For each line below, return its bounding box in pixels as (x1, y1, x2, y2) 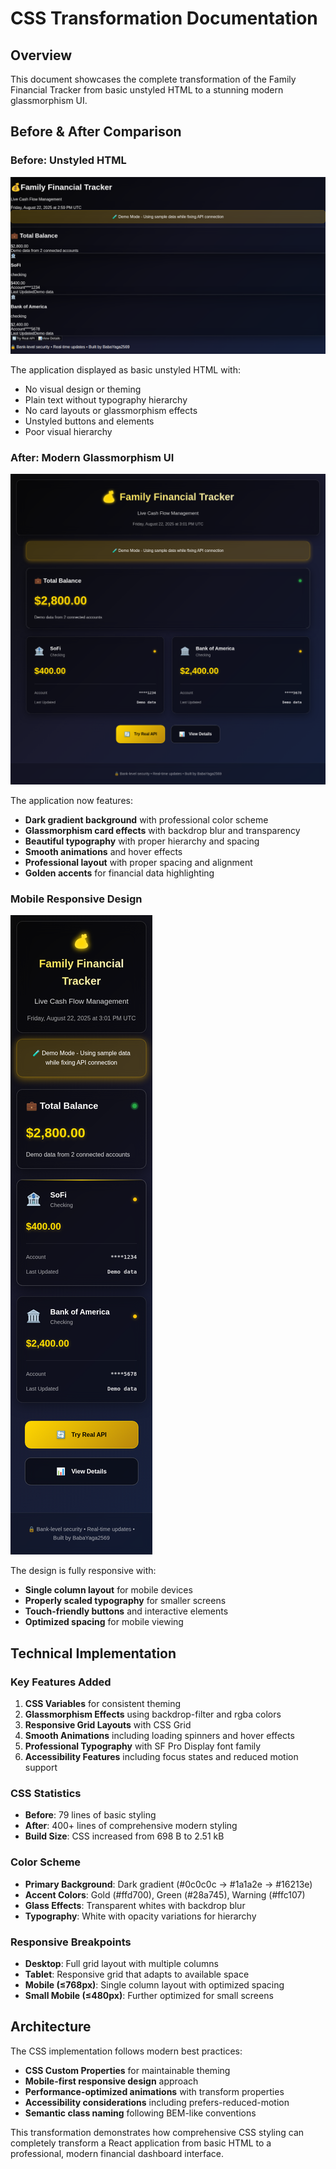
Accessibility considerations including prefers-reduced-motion (24, 2096, 290, 2108)
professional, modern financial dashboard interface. (10, 2147, 225, 2159)
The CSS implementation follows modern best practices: (10, 2045, 243, 2057)
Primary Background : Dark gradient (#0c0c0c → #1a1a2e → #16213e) (24, 1878, 313, 1890)
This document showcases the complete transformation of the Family (10, 73, 297, 85)
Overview (10, 47, 73, 64)
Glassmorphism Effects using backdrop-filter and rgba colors (24, 1708, 282, 1721)
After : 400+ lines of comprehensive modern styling (24, 1820, 238, 1832)
